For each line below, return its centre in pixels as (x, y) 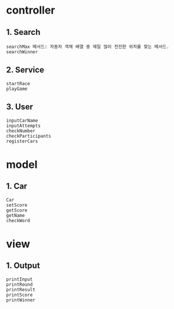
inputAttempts (24, 126)
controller (31, 10)
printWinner (21, 300)
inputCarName (22, 121)
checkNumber (21, 131)
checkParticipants (29, 136)
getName (16, 215)
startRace (18, 83)
